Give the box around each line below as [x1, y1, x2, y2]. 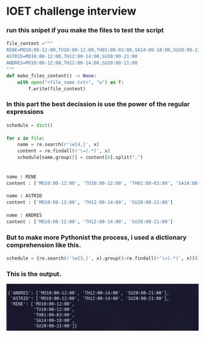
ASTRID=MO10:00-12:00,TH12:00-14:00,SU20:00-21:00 [6, 54, 138, 60]
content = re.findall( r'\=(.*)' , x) [17, 148, 111, 154]
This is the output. [6, 269, 62, 278]
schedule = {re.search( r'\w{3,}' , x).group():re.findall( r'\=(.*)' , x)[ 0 [6, 255, 198, 261]
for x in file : [6, 135, 45, 141]
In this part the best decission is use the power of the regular [6, 100, 190, 108]
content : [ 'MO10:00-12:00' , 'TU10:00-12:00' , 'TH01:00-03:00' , [6, 180, 173, 186]
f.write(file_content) [28, 85, 86, 92]
